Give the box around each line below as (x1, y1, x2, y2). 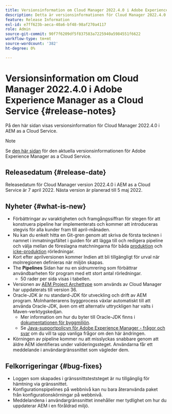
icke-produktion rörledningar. (12, 248, 75, 255)
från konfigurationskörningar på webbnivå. (12, 392, 103, 398)
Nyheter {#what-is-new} (5, 202, 87, 211)
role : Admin (5, 27, 31, 32)
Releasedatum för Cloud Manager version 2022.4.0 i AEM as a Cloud (5, 182, 151, 188)
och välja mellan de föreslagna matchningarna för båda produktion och (12, 243, 163, 249)
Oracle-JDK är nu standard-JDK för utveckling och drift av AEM (12, 292, 147, 298)
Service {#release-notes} (5, 105, 117, 117)
